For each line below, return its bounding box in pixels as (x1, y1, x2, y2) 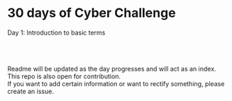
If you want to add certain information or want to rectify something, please (7, 79, 225, 88)
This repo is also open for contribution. (7, 72, 121, 81)
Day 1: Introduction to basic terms (7, 28, 106, 37)
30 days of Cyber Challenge (7, 5, 176, 21)
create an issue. (7, 87, 55, 95)
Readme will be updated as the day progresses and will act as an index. (7, 64, 216, 73)
